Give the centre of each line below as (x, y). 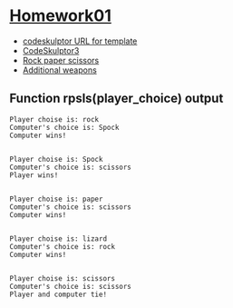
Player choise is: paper (56, 199)
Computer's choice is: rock (63, 246)
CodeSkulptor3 (51, 50)
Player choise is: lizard (58, 238)
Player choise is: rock (54, 119)
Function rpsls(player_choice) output (116, 99)
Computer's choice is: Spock (64, 127)
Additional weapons (59, 70)
